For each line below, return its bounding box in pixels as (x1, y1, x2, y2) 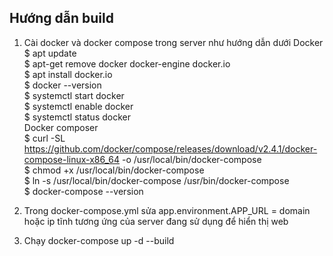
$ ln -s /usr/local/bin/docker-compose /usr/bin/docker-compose (23, 174, 290, 186)
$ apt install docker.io (23, 68, 113, 80)
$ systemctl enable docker (23, 100, 134, 112)
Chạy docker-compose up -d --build (23, 234, 175, 246)
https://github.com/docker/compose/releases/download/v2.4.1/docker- (23, 142, 318, 155)
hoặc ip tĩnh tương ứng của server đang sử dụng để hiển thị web (23, 215, 289, 227)
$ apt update (23, 47, 77, 59)
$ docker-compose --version (23, 185, 144, 197)
